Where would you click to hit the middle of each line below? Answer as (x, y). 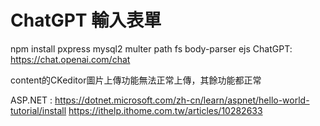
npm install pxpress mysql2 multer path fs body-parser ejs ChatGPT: (151, 48)
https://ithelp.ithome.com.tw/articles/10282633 (165, 110)
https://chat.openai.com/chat (70, 59)
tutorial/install (38, 110)
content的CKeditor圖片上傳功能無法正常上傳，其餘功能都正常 (136, 80)
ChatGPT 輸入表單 (86, 20)
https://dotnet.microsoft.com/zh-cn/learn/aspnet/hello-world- (182, 100)
